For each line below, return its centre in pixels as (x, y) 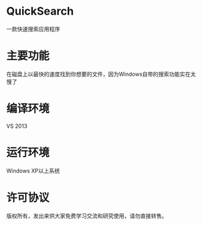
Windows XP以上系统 (33, 171)
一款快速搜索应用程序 (33, 29)
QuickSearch (40, 11)
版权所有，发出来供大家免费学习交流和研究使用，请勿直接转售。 (87, 216)
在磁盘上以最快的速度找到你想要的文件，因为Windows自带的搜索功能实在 (99, 74)
